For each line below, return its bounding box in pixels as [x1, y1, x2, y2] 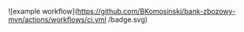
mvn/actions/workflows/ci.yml [8, 15, 107, 24]
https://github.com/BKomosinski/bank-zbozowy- [77, 7, 236, 16]
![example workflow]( [8, 7, 77, 16]
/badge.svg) [107, 15, 148, 24]
